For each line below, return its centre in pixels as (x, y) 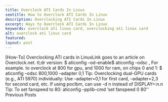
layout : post (19, 43)
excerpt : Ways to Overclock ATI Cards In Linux (56, 24)
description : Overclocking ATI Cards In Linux (55, 19)
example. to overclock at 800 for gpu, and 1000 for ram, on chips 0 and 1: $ (84, 68)
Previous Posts (21, 94)
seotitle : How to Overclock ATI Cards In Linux (56, 15)
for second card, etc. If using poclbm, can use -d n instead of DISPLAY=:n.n (84, 84)
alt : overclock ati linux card (38, 33)
